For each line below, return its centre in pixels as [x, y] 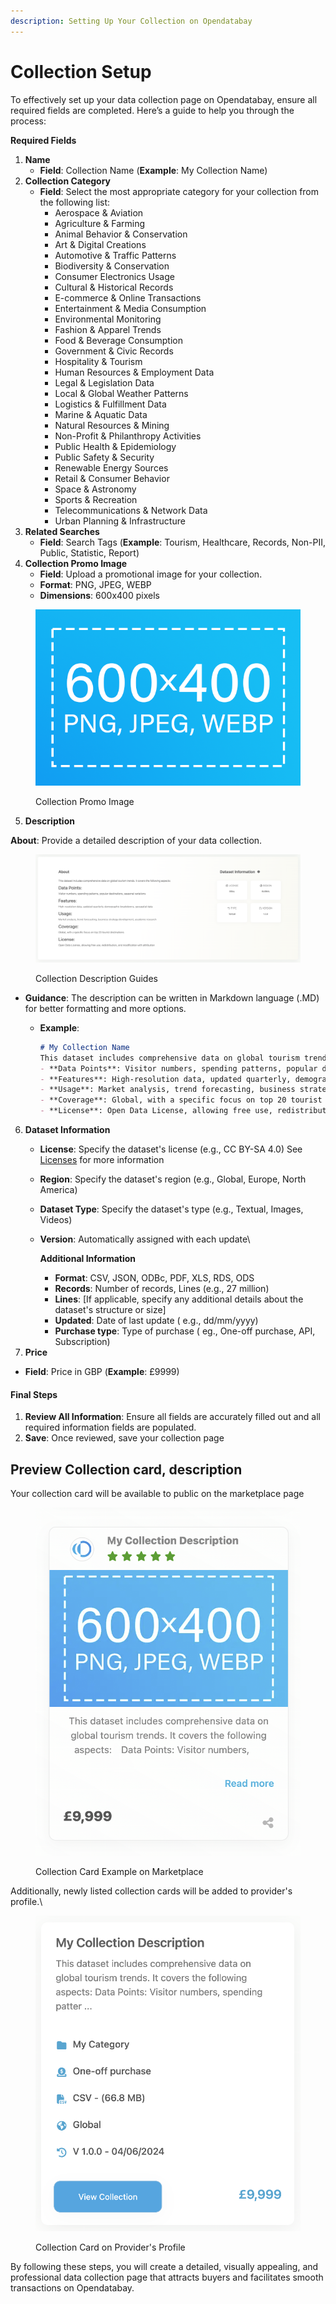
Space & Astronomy [95, 489]
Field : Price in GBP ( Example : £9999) [102, 1371]
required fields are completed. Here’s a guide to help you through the [152, 110]
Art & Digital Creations [100, 244]
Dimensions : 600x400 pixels [99, 595]
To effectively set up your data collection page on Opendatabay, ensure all [164, 99]
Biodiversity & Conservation [112, 266]
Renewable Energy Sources [111, 467]
